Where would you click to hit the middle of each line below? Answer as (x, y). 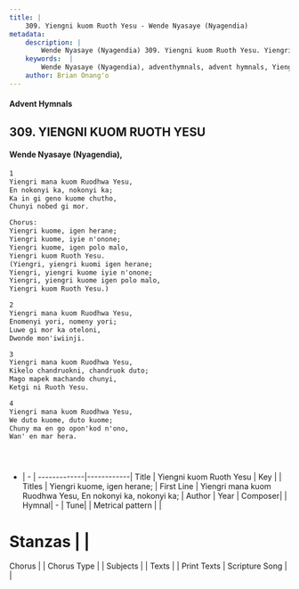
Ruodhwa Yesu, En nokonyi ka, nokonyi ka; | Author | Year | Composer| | (154, 496)
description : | (53, 42)
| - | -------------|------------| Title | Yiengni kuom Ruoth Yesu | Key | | (152, 477)
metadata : (28, 34)
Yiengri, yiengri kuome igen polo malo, (85, 281)
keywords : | (49, 59)
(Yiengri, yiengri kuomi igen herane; (81, 264)
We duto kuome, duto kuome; (61, 420)
